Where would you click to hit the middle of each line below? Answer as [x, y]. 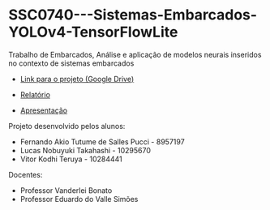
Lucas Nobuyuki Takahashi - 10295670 [86, 150]
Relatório [35, 94]
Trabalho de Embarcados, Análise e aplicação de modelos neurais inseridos [135, 54]
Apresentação [43, 110]
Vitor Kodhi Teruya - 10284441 [71, 159]
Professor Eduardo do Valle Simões [79, 199]
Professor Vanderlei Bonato [66, 190]
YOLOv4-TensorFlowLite [93, 32]
